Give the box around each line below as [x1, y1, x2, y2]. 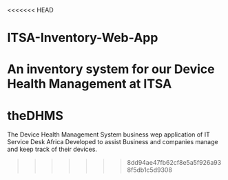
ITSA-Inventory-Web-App [7, 30, 158, 46]
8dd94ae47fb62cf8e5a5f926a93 [127, 159, 222, 167]
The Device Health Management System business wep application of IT [7, 130, 210, 139]
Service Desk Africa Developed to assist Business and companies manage [7, 138, 218, 146]
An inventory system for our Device [7, 61, 215, 77]
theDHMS [7, 108, 63, 123]
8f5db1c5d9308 [127, 166, 172, 174]
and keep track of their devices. [7, 145, 98, 154]
